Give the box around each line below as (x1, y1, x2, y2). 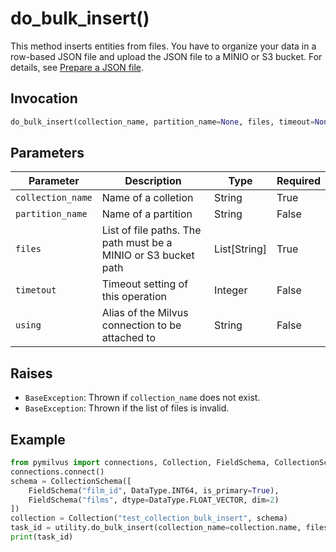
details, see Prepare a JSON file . (10, 61, 145, 73)
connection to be (101, 318, 182, 332)
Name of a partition (101, 207, 193, 221)
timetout (15, 285, 57, 296)
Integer (214, 283, 248, 297)
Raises (10, 365, 53, 382)
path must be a (101, 236, 173, 250)
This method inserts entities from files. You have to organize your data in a (10, 40, 317, 52)
